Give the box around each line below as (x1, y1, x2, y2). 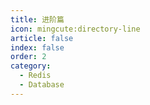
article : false (10, 33, 74, 43)
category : (10, 61, 52, 71)
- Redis (19, 71, 52, 81)
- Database (19, 80, 65, 90)
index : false (10, 42, 65, 53)
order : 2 (10, 52, 47, 62)
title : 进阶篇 (10, 14, 65, 25)
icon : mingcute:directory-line (10, 24, 141, 34)
